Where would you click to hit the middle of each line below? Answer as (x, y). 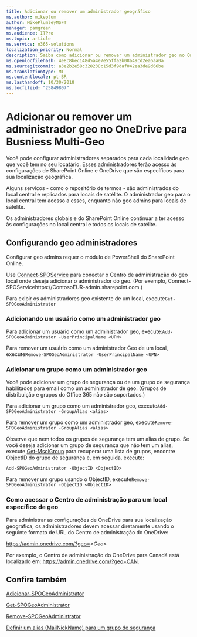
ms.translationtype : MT (35, 72)
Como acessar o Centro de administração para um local (87, 500)
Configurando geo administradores (72, 243)
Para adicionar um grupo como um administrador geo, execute (82, 406)
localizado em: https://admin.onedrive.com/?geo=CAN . (73, 561)
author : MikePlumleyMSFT (36, 22)
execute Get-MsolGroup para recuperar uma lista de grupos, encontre (91, 452)
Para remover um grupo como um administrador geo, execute (81, 422)
